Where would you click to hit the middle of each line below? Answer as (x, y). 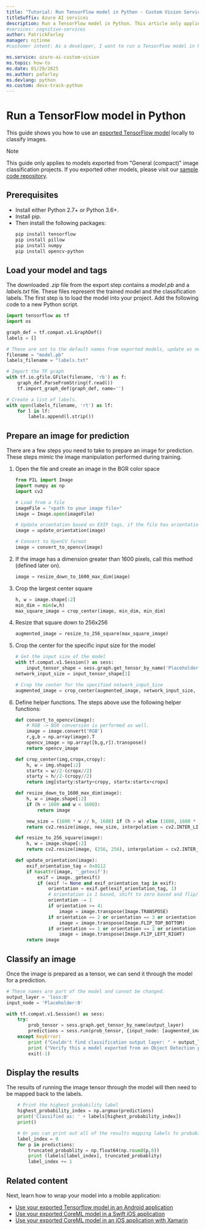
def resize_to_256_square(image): (59, 838)
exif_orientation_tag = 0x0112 (66, 866)
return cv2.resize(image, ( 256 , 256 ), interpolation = (98, 850)
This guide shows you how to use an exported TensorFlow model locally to (100, 133)
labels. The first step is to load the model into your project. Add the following (103, 298)
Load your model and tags (57, 270)
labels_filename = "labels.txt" (47, 361)
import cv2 (29, 491)
